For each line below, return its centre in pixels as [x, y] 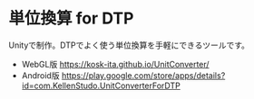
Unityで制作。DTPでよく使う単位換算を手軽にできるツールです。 [129, 45]
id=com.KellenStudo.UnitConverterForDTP [101, 85]
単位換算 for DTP [71, 18]
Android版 [40, 75]
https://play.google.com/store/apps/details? [143, 75]
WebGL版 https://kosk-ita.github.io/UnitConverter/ [115, 64]
